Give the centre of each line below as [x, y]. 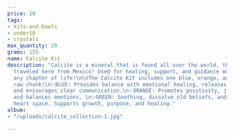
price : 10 [22, 13]
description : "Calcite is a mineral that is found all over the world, [113, 65]
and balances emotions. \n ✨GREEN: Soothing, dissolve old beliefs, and [120, 98]
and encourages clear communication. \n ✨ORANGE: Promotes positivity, [117, 91]
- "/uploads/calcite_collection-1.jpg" [65, 116]
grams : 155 [23, 53]
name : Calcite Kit [34, 59]
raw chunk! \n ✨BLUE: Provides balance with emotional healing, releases [120, 84]
